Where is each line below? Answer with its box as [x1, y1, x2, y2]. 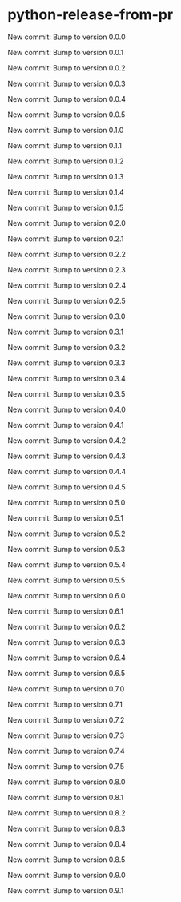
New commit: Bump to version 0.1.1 [7, 140, 122, 150]
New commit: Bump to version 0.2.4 [7, 280, 127, 290]
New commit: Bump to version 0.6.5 [7, 668, 126, 678]
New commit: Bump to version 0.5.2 [7, 529, 126, 538]
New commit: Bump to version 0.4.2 [7, 435, 126, 445]
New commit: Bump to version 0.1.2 [7, 156, 124, 166]
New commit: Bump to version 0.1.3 [7, 171, 124, 181]
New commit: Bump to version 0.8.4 [7, 839, 126, 848]
